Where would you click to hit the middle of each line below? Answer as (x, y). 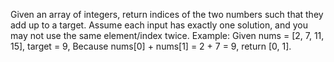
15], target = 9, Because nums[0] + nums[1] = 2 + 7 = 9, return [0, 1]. (151, 46)
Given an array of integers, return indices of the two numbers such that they (167, 14)
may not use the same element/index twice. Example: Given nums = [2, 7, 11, (167, 35)
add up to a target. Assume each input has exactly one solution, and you (159, 25)
